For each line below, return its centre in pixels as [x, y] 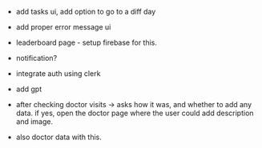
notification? [36, 58]
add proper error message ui [63, 27]
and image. [34, 122]
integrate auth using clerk [58, 74]
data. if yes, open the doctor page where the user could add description [135, 113]
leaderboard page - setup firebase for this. [87, 42]
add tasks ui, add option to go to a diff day [86, 12]
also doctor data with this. [58, 137]
